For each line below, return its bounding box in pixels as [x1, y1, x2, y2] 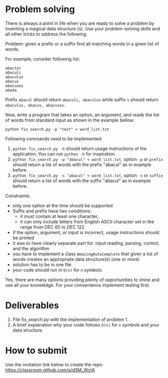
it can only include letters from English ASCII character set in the [20, 219, 154, 225]
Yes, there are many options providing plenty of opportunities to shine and [5, 277, 160, 283]
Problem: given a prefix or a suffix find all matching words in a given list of [5, 40, 159, 46]
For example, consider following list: [5, 56, 80, 62]
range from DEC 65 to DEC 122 [20, 224, 85, 230]
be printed [12, 235, 34, 241]
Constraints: [5, 193, 31, 199]
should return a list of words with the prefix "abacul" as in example [12, 161, 151, 168]
